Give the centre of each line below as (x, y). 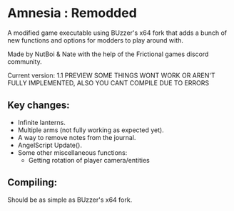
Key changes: (39, 105)
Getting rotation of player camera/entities (89, 160)
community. (25, 61)
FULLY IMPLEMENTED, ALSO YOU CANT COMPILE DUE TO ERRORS (108, 82)
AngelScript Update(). (50, 145)
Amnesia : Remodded (72, 13)
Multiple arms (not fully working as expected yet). (91, 130)
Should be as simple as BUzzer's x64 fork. (70, 200)
